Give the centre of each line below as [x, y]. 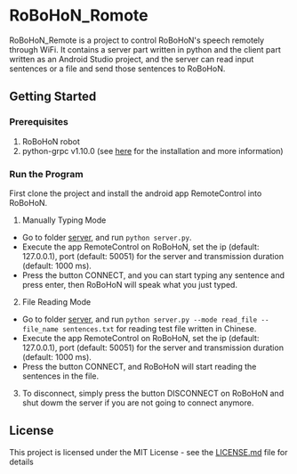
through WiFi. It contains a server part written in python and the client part [145, 49]
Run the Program [46, 174]
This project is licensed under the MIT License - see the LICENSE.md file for [148, 452]
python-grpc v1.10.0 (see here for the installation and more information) [153, 151]
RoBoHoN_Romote [79, 16]
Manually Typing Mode [64, 220]
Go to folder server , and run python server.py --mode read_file [140, 319]
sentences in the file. [60, 376]
